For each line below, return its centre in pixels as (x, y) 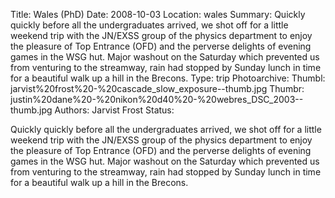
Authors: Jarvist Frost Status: (114, 110)
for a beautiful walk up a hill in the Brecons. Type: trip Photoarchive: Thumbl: (168, 78)
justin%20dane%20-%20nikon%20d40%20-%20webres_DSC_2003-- (157, 99)
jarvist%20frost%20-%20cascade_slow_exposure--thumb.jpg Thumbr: (157, 88)
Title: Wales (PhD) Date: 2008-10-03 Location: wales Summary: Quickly (158, 14)
